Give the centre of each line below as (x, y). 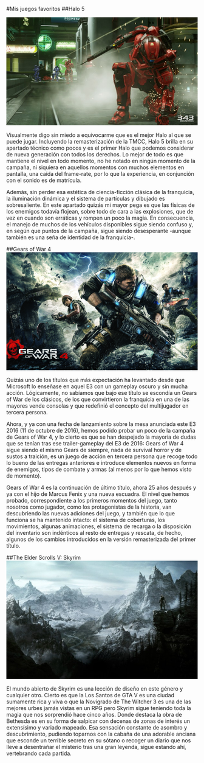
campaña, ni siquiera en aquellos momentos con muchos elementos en (95, 167)
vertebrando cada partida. (39, 753)
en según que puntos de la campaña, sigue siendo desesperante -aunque (99, 231)
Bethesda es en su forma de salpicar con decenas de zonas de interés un (98, 721)
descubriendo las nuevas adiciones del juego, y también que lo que (90, 514)
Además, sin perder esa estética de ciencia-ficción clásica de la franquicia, (100, 192)
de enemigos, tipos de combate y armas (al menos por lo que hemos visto (99, 469)
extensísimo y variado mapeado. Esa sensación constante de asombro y (97, 728)
